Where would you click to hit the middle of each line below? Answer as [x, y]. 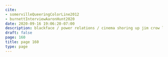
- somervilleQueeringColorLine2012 [42, 14]
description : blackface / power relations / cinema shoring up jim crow [82, 28]
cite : [11, 10]
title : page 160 [22, 42]
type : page [16, 47]
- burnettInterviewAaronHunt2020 [40, 19]
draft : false [19, 33]
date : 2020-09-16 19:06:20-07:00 [40, 24]
